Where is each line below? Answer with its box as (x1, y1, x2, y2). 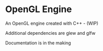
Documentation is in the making (5, 39, 71, 46)
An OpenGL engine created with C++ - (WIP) (5, 20, 98, 26)
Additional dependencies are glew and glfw (5, 30, 96, 36)
